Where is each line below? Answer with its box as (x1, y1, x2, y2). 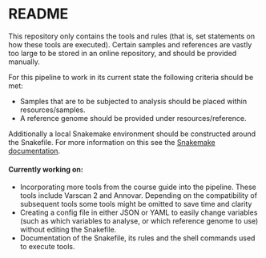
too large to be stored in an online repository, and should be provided (8, 48, 237, 58)
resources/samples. (19, 105, 86, 115)
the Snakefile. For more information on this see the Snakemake (8, 137, 216, 147)
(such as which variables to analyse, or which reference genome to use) (19, 216, 259, 226)
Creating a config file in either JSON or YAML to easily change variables (19, 208, 258, 217)
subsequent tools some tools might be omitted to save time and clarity (19, 200, 252, 209)
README (8, 5, 69, 23)
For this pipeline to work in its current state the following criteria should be (8, 72, 254, 82)
